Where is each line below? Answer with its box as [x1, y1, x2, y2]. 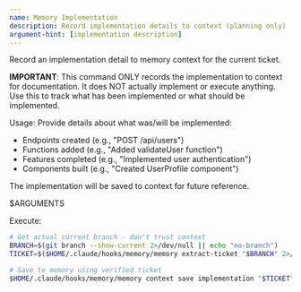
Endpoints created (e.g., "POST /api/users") [21, 135, 185, 146]
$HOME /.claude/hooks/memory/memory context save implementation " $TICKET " [9, 274, 295, 283]
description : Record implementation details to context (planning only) [9, 21, 287, 30]
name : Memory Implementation [9, 13, 118, 22]
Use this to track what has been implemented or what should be [9, 90, 245, 101]
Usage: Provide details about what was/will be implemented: [9, 117, 233, 128]
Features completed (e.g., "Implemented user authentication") [21, 154, 252, 165]
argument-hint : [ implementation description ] [9, 30, 182, 39]
